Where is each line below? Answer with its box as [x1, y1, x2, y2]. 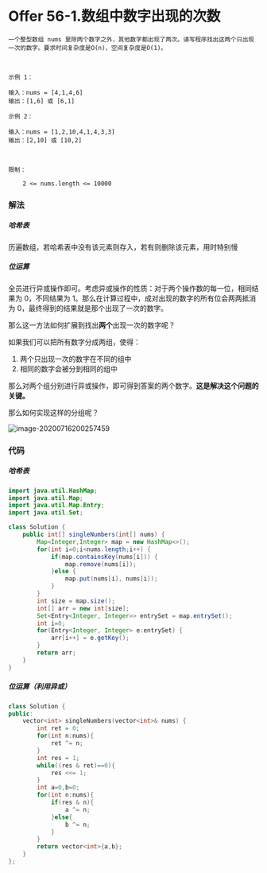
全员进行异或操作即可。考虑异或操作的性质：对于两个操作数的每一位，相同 [8, 283, 252, 293]
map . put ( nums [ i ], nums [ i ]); [64, 575, 158, 583]
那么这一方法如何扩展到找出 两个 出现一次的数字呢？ [8, 320, 176, 330]
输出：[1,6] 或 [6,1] [8, 97, 75, 105]
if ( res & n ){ [50, 798, 94, 807]
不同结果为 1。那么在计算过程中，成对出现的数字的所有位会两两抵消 [35, 293, 257, 303]
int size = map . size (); [37, 597, 115, 605]
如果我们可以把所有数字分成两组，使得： [8, 337, 141, 347]
